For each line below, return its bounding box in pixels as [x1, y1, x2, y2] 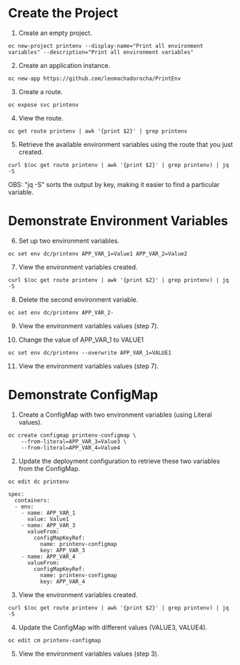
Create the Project [8, 5, 119, 21]
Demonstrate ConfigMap [8, 387, 159, 403]
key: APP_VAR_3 [39, 547, 85, 554]
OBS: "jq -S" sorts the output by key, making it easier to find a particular [8, 180, 220, 188]
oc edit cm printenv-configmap [8, 636, 101, 644]
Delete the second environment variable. [18, 295, 139, 304]
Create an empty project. [18, 29, 92, 37]
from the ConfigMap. [18, 464, 81, 472]
